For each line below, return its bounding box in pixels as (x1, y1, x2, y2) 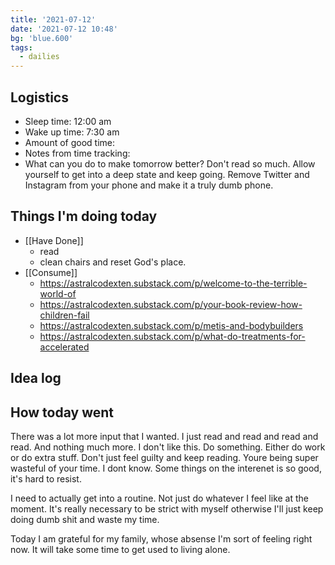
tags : (10, 42, 33, 53)
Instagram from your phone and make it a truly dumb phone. (24, 179, 274, 191)
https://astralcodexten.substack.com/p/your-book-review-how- (39, 298, 303, 310)
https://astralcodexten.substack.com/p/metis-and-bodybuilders (39, 319, 304, 331)
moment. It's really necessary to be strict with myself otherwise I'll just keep (10, 502, 324, 515)
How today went (10, 404, 114, 421)
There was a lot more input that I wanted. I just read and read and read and (10, 430, 319, 442)
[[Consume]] (24, 266, 78, 278)
